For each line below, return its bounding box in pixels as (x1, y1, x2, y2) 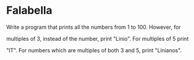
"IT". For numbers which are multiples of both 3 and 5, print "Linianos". (6, 46, 182, 54)
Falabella (6, 4, 52, 17)
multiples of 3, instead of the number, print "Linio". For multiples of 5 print (6, 35, 189, 42)
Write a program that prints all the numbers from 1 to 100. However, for (6, 23, 181, 31)
